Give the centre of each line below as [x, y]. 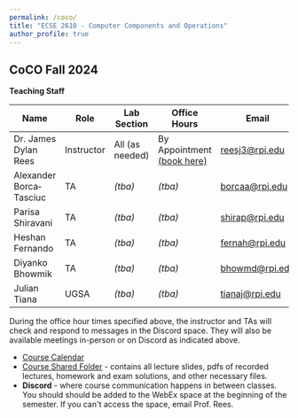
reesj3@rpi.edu [253, 150]
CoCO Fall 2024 [54, 70]
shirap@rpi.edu [252, 218]
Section [132, 124]
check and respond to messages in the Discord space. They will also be [141, 331]
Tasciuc [30, 197]
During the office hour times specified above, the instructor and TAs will [141, 321]
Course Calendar [53, 357]
